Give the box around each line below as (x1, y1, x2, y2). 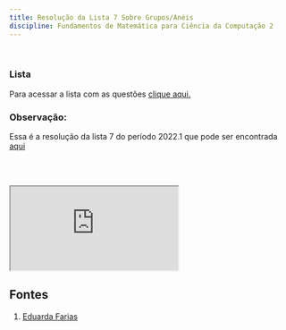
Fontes (9, 287, 49, 302)
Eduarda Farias (21, 310, 79, 322)
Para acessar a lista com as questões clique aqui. (9, 89, 191, 99)
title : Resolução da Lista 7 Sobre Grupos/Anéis (9, 13, 194, 22)
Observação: (9, 111, 67, 123)
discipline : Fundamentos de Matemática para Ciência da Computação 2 (9, 21, 274, 30)
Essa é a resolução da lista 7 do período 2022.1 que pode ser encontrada (9, 131, 278, 142)
